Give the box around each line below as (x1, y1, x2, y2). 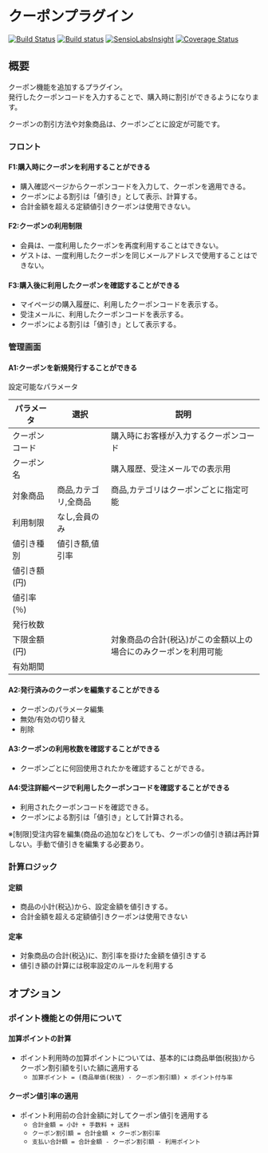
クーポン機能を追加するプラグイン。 (8, 82, 128, 92)
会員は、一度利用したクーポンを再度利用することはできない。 (19, 241, 223, 250)
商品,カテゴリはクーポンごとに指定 (110, 484, 242, 495)
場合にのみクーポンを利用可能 (110, 646, 223, 658)
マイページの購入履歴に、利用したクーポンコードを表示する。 (19, 300, 223, 309)
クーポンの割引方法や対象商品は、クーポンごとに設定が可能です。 (8, 119, 225, 129)
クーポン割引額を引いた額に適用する (19, 1063, 140, 1072)
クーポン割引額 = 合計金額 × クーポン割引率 (31, 1130, 161, 1138)
